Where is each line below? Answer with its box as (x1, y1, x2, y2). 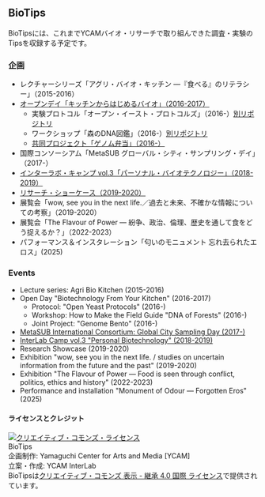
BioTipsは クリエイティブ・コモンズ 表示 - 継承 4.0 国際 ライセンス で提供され (8, 470, 258, 480)
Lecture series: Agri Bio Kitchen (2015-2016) (19, 285, 165, 295)
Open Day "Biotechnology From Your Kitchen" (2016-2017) (19, 294, 211, 303)
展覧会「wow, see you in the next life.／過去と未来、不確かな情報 (19, 198, 233, 208)
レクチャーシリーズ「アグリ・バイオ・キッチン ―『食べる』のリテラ (19, 79, 243, 89)
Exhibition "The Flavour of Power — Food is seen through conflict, (19, 369, 236, 378)
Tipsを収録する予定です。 (8, 38, 91, 47)
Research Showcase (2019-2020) (19, 344, 130, 354)
